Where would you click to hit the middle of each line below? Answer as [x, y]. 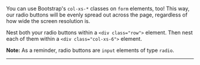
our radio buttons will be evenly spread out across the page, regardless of [97, 15]
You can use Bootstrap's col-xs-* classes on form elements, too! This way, [98, 9]
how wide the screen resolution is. [48, 21]
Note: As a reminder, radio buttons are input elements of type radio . [90, 50]
